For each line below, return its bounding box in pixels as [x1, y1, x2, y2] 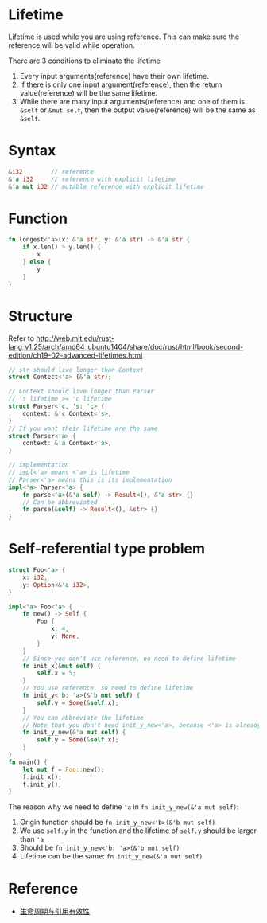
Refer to [8, 333, 34, 343]
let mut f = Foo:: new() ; [22, 765, 105, 773]
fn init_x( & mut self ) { [22, 662, 102, 670]
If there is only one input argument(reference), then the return [19, 80, 222, 89]
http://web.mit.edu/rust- [35, 333, 115, 343]
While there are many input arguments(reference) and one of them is [19, 96, 245, 106]
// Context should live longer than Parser [8, 388, 155, 396]
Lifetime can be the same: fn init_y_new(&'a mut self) [19, 851, 203, 861]
